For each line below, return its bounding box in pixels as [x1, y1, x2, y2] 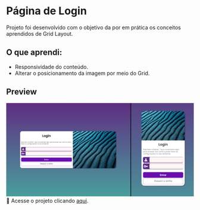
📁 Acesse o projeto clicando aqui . [6, 197, 89, 204]
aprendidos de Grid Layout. [6, 30, 73, 37]
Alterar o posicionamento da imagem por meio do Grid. [14, 70, 150, 77]
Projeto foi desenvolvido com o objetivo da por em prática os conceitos [6, 24, 182, 31]
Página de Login [6, 4, 87, 18]
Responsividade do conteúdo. [14, 63, 88, 70]
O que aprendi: [6, 48, 62, 58]
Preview [6, 87, 37, 97]
